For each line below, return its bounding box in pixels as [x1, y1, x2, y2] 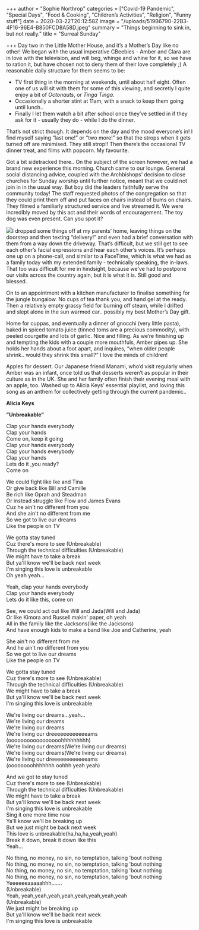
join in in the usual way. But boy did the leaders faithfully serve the [6, 184, 169, 191]
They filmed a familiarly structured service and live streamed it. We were [6, 203, 184, 210]
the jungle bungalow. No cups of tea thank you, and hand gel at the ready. [6, 296, 187, 302]
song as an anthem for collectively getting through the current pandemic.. [6, 388, 187, 395]
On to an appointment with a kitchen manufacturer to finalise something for [6, 289, 190, 296]
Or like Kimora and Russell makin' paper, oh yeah [6, 614, 127, 621]
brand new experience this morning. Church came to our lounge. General [6, 165, 185, 172]
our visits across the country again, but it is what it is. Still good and [6, 271, 172, 279]
